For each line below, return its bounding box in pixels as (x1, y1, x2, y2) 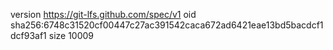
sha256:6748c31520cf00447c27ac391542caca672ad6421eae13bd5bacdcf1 (10, 19, 324, 31)
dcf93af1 (10, 30, 47, 41)
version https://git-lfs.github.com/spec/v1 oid (10, 9, 197, 20)
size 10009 (48, 30, 95, 41)
